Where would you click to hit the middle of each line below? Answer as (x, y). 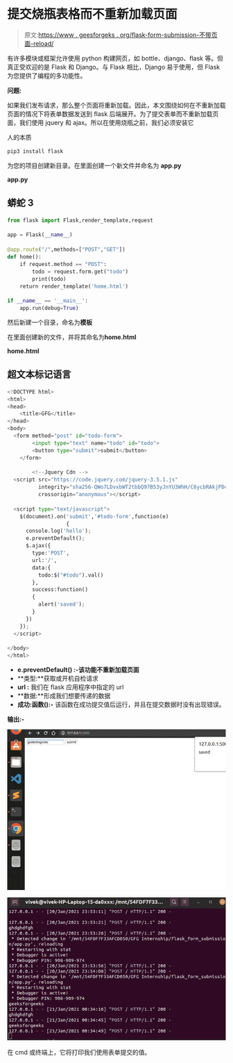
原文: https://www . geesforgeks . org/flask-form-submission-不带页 (121, 35)
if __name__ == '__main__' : (48, 301)
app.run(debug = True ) (49, 308)
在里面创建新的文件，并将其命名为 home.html (72, 337)
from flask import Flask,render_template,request (80, 220)
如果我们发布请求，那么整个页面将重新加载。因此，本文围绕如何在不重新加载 (116, 105)
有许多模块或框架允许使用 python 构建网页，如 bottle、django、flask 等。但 (115, 58)
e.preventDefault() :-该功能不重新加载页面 (78, 670)
